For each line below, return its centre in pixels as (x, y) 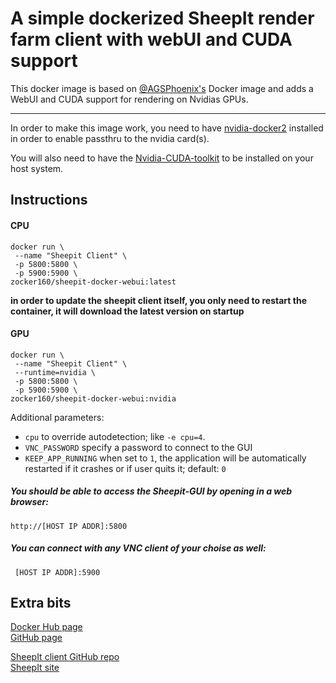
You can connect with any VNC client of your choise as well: (138, 548)
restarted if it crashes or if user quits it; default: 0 (125, 468)
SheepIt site (35, 668)
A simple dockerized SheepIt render (162, 18)
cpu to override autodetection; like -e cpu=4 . (115, 436)
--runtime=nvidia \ (55, 372)
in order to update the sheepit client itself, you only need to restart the (158, 300)
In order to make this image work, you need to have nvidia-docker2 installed (167, 128)
